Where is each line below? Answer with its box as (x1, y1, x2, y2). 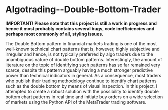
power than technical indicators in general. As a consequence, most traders (5, 72, 162, 78)
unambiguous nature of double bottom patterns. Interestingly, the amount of (5, 56, 162, 62)
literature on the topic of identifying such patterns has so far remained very (5, 62, 160, 68)
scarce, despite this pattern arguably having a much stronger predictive (5, 67, 153, 73)
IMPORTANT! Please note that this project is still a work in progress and (5, 20, 157, 26)
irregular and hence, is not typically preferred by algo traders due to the (5, 51, 154, 57)
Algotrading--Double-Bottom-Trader (5, 4, 161, 15)
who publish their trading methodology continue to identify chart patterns (5, 78, 157, 84)
